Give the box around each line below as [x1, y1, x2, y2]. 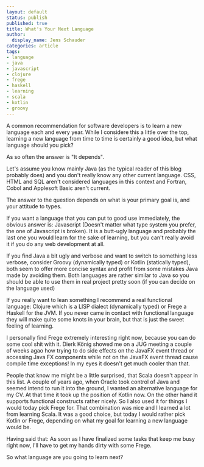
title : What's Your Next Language [6, 26, 94, 32]
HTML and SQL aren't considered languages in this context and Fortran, [6, 178, 187, 185]
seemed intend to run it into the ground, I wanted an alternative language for [6, 384, 198, 392]
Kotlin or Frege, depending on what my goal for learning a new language [6, 416, 188, 424]
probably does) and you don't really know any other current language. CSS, [6, 171, 196, 178]
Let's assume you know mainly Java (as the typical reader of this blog [6, 165, 181, 172]
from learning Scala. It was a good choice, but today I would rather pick [6, 410, 186, 418]
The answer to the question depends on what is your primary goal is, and [6, 196, 190, 203]
